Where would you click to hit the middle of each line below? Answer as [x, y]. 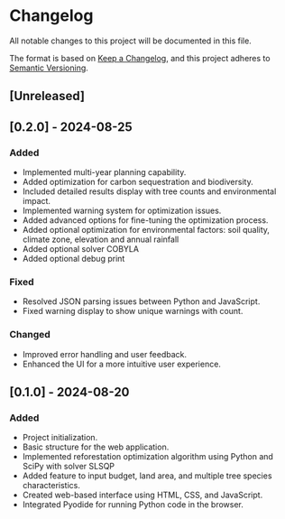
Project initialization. [60, 438]
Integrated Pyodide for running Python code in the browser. [133, 505]
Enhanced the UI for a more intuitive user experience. [121, 364]
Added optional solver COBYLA [81, 249]
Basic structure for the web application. [96, 447]
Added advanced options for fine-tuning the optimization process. [145, 220]
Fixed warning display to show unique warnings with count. [133, 311]
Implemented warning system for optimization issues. [122, 211]
